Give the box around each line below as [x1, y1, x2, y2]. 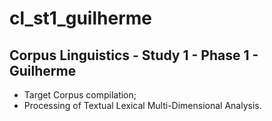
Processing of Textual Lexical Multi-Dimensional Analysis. [23, 100, 262, 111]
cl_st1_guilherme [9, 7, 152, 30]
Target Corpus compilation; [23, 89, 137, 101]
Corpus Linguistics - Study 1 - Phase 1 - [9, 47, 259, 64]
